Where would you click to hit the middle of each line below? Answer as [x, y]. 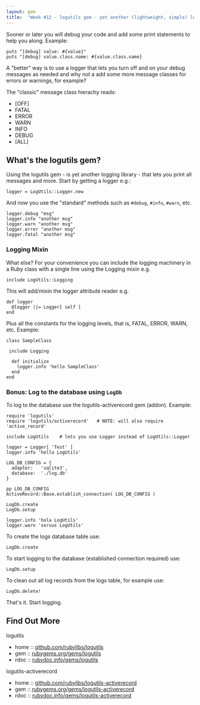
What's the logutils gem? [54, 160]
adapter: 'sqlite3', [40, 468]
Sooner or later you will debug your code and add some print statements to [98, 34]
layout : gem [21, 12]
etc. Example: [23, 330]
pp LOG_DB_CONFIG [28, 489]
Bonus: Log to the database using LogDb [64, 392]
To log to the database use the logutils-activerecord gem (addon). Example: [99, 405]
